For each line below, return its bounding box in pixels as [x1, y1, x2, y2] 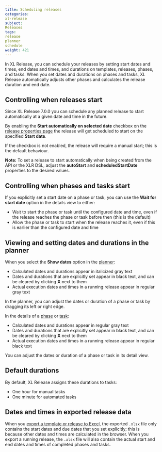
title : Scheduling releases [5, 7, 62, 12]
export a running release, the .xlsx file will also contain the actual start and [5, 436, 155, 442]
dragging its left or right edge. [5, 304, 65, 309]
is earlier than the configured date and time [12, 225, 99, 230]
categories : [5, 12, 29, 16]
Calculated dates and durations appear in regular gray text [12, 322, 129, 328]
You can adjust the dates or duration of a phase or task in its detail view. [5, 352, 149, 358]
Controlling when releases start [5, 96, 103, 104]
